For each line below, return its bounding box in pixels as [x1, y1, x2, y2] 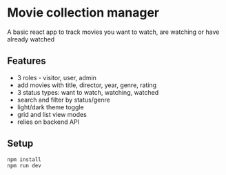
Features [7, 55, 46, 67]
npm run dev [7, 163, 41, 169]
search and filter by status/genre [17, 95, 110, 104]
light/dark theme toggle [17, 102, 84, 111]
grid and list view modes [17, 110, 88, 118]
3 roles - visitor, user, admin [17, 73, 96, 82]
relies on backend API [17, 118, 80, 126]
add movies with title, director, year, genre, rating [17, 81, 157, 89]
